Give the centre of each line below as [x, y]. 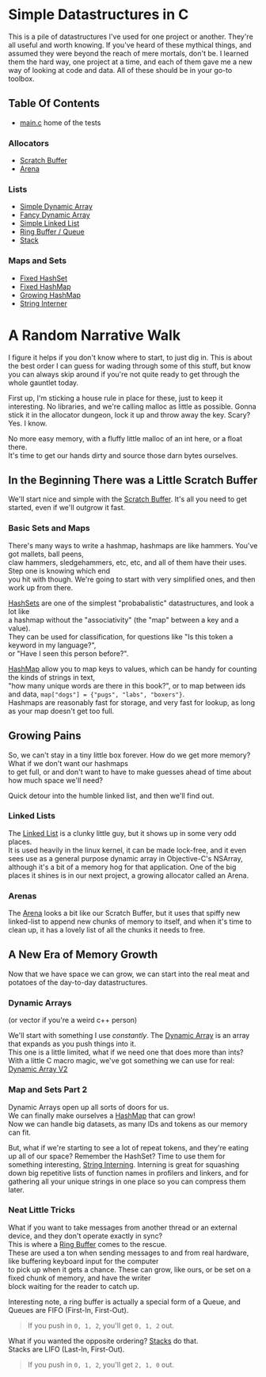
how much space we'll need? [56, 780]
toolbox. [21, 78]
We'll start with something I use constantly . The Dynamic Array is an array [129, 1036]
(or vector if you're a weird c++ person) [73, 1020]
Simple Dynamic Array [56, 207]
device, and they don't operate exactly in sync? [85, 1236]
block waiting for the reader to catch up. [74, 1286]
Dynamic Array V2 [38, 1069]
